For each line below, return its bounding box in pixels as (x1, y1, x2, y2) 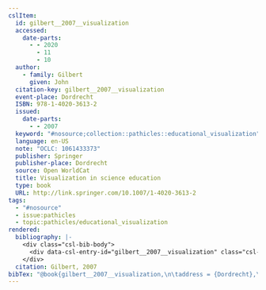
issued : (15, 108, 41, 116)
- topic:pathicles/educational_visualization (15, 218, 169, 226)
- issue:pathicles (15, 211, 77, 219)
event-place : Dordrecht (15, 93, 93, 101)
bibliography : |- (15, 234, 73, 242)
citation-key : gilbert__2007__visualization (15, 85, 165, 94)
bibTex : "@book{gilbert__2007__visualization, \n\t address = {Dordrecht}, (8, 270, 257, 278)
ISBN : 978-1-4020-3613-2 (15, 100, 97, 108)
